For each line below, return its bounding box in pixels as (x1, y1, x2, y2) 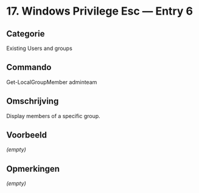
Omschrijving (6, 96, 59, 107)
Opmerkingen (6, 163, 60, 174)
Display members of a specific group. (6, 112, 100, 119)
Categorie (6, 29, 45, 39)
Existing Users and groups (6, 44, 73, 52)
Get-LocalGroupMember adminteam (6, 78, 97, 86)
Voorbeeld (6, 130, 47, 141)
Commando (6, 62, 52, 72)
